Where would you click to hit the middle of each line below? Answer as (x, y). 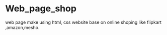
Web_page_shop (41, 9)
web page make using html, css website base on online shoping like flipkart (83, 22)
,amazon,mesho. (22, 27)
